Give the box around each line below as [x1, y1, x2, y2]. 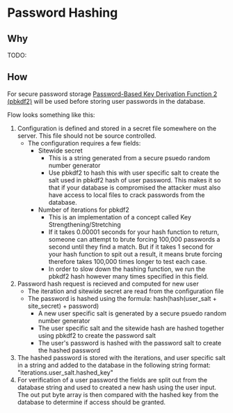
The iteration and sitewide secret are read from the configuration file [27, 287, 224, 295]
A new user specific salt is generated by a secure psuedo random [38, 309, 227, 318]
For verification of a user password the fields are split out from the [17, 375, 207, 384]
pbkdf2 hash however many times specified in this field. [48, 272, 209, 280]
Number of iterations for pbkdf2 [38, 205, 130, 214]
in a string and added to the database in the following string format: [17, 361, 211, 369]
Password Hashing [7, 5, 118, 21]
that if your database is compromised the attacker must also [48, 183, 221, 192]
